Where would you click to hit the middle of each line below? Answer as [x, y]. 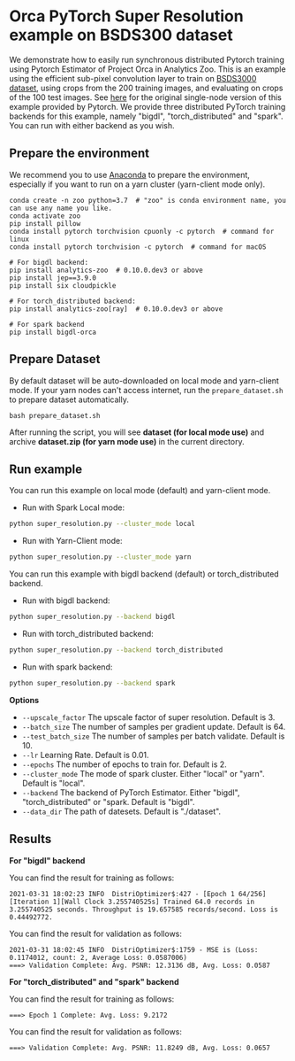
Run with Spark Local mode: [73, 507]
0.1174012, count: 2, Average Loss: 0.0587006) [98, 957]
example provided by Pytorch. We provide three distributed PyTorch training [147, 106]
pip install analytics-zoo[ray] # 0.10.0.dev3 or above [116, 309]
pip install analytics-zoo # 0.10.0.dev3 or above [106, 270]
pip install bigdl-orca [53, 332]
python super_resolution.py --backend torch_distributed [116, 650]
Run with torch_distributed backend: [88, 634]
